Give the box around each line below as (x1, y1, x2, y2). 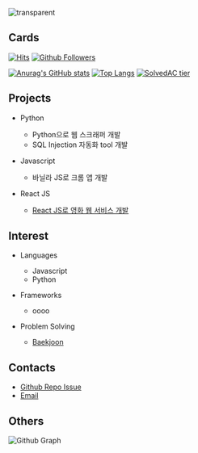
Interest (8, 229, 48, 243)
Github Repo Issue (19, 382, 82, 392)
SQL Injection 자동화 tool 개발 (32, 140, 128, 149)
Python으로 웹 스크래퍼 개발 (32, 129, 121, 139)
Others (8, 414, 44, 428)
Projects (8, 91, 52, 105)
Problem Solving (19, 321, 75, 331)
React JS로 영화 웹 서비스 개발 (32, 205, 129, 215)
